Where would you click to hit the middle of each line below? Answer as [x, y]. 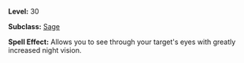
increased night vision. [45, 50]
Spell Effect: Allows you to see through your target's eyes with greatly [122, 42]
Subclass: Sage [34, 26]
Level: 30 [24, 11]
